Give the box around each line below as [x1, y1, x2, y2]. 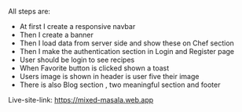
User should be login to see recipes [19, 55, 135, 64]
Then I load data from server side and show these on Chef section [19, 38, 234, 48]
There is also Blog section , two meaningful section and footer [19, 80, 221, 89]
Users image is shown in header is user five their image [19, 72, 200, 81]
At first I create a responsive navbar [19, 22, 136, 31]
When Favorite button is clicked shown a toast [19, 63, 170, 73]
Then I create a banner [19, 31, 94, 39]
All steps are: [8, 7, 51, 16]
